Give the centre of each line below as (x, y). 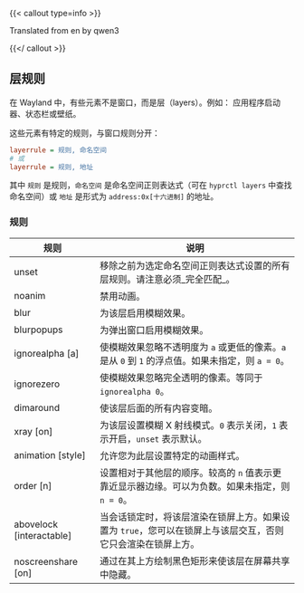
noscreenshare (46, 561)
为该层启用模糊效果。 (145, 313)
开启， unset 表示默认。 (158, 438)
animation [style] (50, 454)
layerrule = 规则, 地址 (51, 167)
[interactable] (43, 535)
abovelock (36, 524)
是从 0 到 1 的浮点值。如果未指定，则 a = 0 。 (194, 360)
